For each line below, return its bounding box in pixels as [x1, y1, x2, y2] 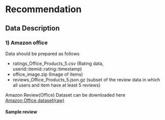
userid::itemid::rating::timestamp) [12, 66, 82, 72]
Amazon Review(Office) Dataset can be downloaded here [5, 92, 125, 98]
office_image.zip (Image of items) [12, 71, 83, 77]
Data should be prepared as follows [5, 50, 80, 56]
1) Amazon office [5, 39, 48, 46]
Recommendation [5, 4, 82, 15]
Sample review [5, 109, 38, 115]
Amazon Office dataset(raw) [5, 97, 64, 103]
